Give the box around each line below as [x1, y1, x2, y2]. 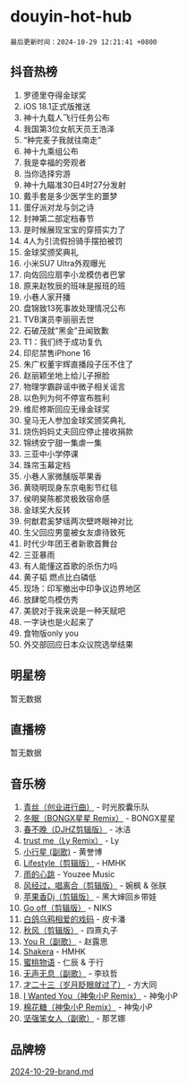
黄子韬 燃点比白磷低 [22, 571, 97, 582]
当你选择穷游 [22, 168, 71, 178]
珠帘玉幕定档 [22, 459, 71, 470]
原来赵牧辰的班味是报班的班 [22, 280, 126, 291]
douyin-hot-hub [10, 6, 132, 27]
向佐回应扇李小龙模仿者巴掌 [22, 269, 126, 280]
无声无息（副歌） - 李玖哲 [22, 968, 119, 979]
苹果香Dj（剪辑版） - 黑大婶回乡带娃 [22, 891, 157, 902]
